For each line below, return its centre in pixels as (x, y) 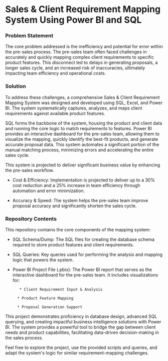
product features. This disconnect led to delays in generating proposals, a (81, 63)
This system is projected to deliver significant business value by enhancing (83, 165)
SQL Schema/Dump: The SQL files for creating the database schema (83, 239)
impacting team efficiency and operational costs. (56, 73)
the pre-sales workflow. (30, 170)
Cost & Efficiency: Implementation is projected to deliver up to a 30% (84, 180)
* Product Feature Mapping (45, 298)
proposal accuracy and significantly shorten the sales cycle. (74, 206)
